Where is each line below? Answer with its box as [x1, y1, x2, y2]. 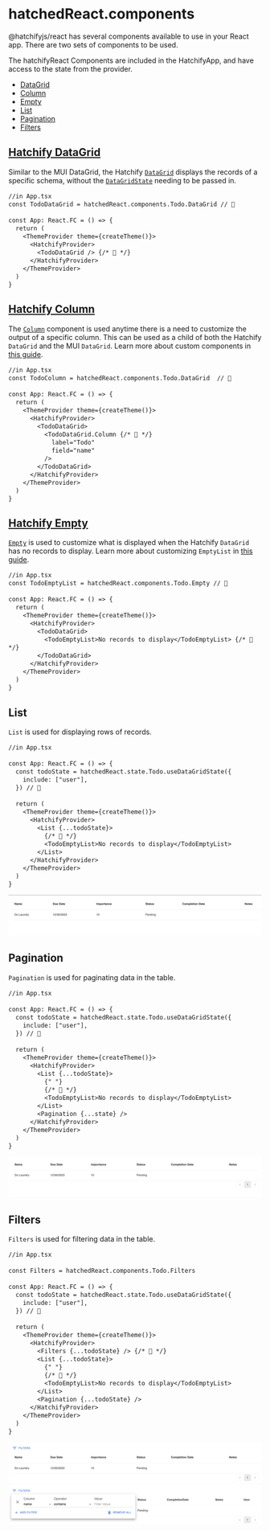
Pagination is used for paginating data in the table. [8, 972, 176, 982]
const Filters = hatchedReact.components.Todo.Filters [8, 1267, 196, 1275]
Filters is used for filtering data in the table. [8, 1234, 155, 1244]
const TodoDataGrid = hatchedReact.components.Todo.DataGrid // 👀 [8, 200, 235, 208]
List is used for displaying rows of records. [8, 727, 153, 737]
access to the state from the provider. [8, 64, 133, 73]
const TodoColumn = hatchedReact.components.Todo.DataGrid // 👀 [8, 374, 231, 382]
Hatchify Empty [8, 516, 88, 530]
